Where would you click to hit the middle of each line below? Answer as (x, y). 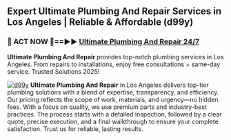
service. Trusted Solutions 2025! (53, 71)
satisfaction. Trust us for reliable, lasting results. (75, 129)
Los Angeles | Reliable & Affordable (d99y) (100, 22)
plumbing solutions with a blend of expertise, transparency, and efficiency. (113, 92)
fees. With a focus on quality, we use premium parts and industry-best (107, 107)
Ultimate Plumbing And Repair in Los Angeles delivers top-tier (119, 85)
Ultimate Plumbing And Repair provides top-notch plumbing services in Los (115, 57)
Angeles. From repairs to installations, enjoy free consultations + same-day (114, 64)
